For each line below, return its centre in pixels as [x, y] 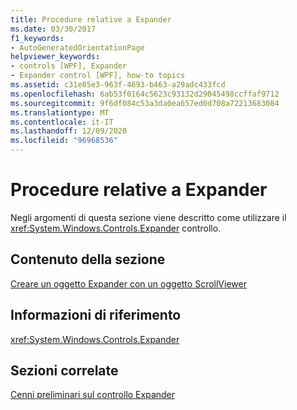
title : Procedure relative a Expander [91, 19]
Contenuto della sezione [88, 259]
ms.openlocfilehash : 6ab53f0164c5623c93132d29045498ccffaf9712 [145, 94]
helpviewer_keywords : [55, 57]
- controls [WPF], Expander [69, 66]
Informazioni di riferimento [96, 315]
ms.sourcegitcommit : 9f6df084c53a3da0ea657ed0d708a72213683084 [145, 103]
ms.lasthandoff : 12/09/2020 [69, 131]
